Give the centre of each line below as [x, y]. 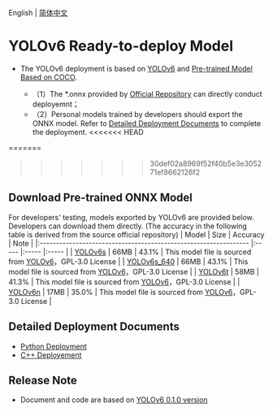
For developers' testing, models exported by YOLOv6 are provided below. [131, 217]
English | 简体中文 [38, 13]
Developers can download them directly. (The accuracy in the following [128, 226]
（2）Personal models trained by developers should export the [137, 114]
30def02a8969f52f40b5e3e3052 [206, 163]
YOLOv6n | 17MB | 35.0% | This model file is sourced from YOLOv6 [121, 292]
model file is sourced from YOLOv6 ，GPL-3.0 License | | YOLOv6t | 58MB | [134, 271]
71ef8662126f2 [175, 172]
